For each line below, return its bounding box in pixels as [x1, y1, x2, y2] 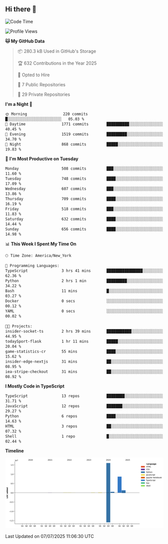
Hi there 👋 [5, 5, 37, 14]
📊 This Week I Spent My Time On [5, 241, 76, 247]
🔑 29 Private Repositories [17, 91, 70, 97]
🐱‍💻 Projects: [5, 323, 33, 329]
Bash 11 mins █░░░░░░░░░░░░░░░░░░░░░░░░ [5, 288, 163, 293]
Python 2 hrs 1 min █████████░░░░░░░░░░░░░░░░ [5, 278, 163, 283]
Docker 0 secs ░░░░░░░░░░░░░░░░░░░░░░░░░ [5, 298, 163, 303]
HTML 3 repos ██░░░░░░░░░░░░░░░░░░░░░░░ [5, 423, 163, 429]
